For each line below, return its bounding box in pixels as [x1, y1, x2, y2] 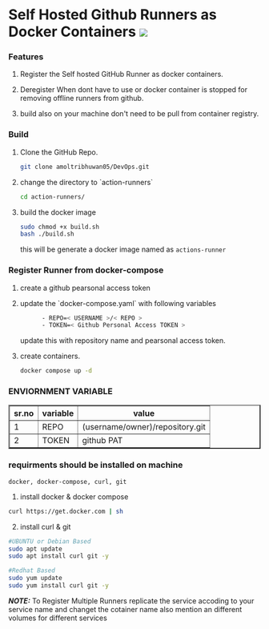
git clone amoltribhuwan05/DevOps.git [19, 163, 150, 171]
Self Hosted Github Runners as [8, 6, 218, 24]
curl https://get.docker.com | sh [8, 507, 124, 515]
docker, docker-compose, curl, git [8, 478, 127, 486]
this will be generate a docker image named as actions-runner [19, 244, 227, 254]
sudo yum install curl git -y [8, 582, 110, 590]
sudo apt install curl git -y [8, 552, 110, 560]
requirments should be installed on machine [8, 459, 183, 470]
